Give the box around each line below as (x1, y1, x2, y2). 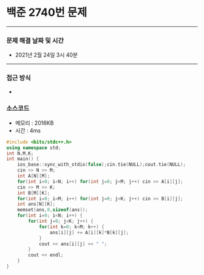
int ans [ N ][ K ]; (17, 201, 56, 207)
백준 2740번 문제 (6, 5, 87, 19)
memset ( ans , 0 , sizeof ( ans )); (17, 207, 88, 213)
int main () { (6, 156, 39, 162)
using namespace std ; (6, 144, 61, 151)
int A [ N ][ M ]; (17, 173, 50, 179)
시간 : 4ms (15, 127, 41, 134)
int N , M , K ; (6, 150, 34, 156)
